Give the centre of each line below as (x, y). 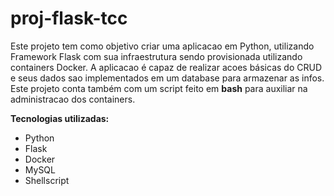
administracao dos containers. (73, 99)
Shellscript (47, 180)
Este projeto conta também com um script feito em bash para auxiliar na (159, 88)
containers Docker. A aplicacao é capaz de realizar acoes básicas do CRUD (166, 67)
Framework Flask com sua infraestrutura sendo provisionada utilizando (156, 56)
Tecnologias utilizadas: (60, 118)
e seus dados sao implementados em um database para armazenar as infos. (167, 78)
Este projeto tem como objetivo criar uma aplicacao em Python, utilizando (162, 46)
